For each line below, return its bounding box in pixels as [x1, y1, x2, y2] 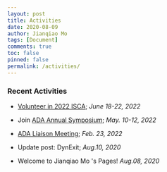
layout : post [7, 10, 46, 18]
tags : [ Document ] [7, 37, 58, 44]
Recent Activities [7, 86, 68, 96]
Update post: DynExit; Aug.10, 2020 [17, 142, 121, 152]
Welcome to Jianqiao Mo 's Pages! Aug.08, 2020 [17, 156, 160, 165]
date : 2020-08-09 [7, 23, 58, 30]
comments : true [7, 43, 52, 50]
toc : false [7, 50, 39, 57]
